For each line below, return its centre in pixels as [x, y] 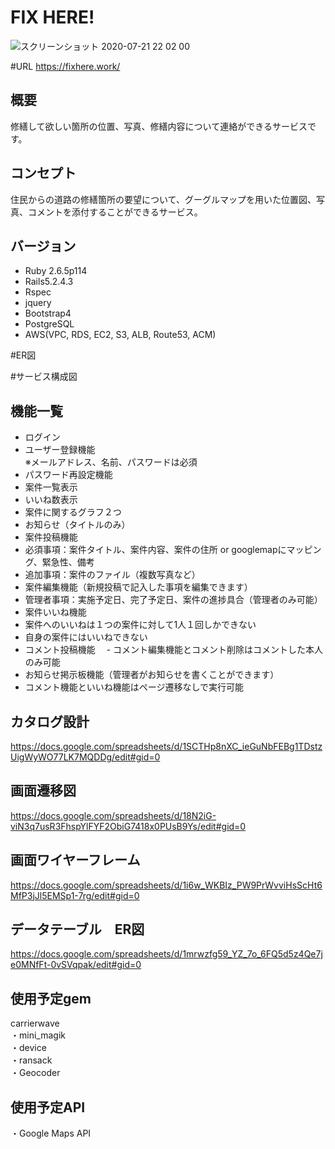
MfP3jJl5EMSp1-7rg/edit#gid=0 [75, 895]
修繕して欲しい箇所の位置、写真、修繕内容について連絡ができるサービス [159, 126]
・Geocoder [35, 1073]
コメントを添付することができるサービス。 [115, 212]
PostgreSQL [49, 324]
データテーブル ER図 [77, 929]
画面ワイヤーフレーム [75, 860]
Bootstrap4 [48, 313]
